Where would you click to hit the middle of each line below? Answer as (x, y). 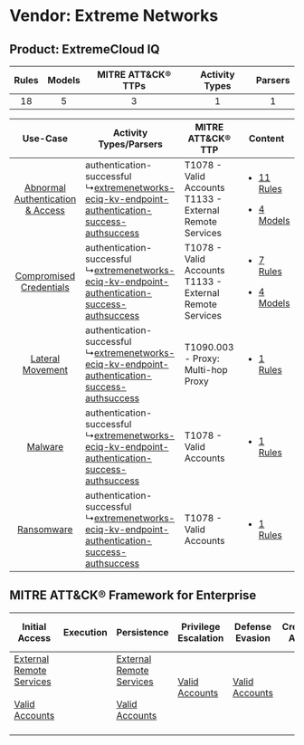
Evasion (253, 637)
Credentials (45, 287)
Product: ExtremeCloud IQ (85, 49)
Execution (85, 632)
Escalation (201, 637)
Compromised (45, 276)
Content (266, 138)
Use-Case (45, 138)
